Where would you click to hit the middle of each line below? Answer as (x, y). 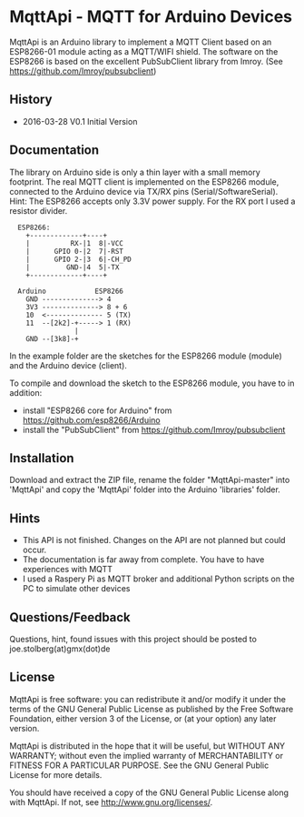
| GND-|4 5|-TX (73, 267)
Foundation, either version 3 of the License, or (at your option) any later (143, 718)
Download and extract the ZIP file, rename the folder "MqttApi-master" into (150, 480)
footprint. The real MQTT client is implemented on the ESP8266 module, (144, 182)
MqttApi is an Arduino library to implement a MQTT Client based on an (141, 42)
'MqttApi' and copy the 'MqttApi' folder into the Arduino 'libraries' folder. (145, 489)
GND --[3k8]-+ (52, 338)
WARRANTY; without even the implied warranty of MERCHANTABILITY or (147, 755)
